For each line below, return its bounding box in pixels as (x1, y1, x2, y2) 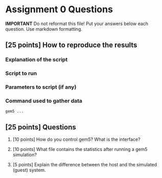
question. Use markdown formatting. (5, 26, 83, 32)
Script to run (5, 70, 37, 77)
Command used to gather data (5, 97, 83, 104)
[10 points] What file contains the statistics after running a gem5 (12, 146, 148, 152)
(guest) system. (12, 167, 46, 173)
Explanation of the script (5, 56, 68, 63)
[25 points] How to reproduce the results (5, 41, 137, 50)
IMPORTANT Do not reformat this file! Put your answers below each (5, 20, 149, 27)
